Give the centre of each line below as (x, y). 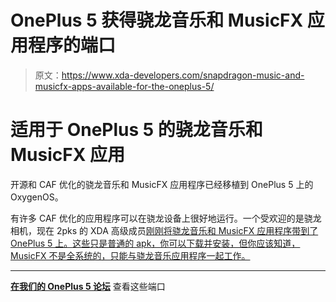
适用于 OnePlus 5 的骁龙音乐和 (136, 130)
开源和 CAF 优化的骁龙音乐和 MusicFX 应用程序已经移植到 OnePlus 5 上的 (162, 184)
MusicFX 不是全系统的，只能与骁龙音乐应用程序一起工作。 (130, 255)
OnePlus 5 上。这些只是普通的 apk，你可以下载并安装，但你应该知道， (155, 243)
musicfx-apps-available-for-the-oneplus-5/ (124, 86)
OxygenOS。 (37, 197)
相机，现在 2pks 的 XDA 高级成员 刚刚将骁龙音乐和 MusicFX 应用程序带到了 (164, 230)
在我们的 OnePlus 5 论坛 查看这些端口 (88, 286)
